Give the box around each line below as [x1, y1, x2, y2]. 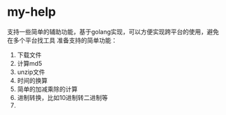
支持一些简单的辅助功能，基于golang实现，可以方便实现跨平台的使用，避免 [7, 27, 220, 36]
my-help [7, 4, 56, 20]
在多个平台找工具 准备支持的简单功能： [7, 36, 117, 44]
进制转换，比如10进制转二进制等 [16, 93, 109, 101]
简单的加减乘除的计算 [16, 85, 78, 93]
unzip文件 [16, 68, 46, 76]
